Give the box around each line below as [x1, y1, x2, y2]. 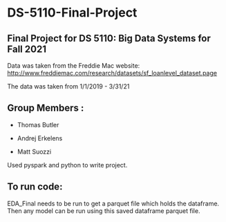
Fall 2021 [7, 43, 47, 55]
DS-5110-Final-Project [7, 5, 138, 21]
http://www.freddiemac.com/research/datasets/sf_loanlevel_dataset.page [7, 69, 218, 77]
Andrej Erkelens [17, 133, 63, 142]
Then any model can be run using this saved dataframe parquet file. [7, 206, 200, 215]
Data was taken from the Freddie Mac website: [7, 62, 140, 70]
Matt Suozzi [17, 147, 52, 156]
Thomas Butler [17, 120, 59, 129]
